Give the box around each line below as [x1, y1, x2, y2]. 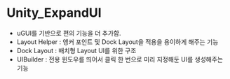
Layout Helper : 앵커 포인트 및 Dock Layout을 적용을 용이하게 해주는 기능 [16, 37, 219, 46]
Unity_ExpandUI [6, 5, 102, 21]
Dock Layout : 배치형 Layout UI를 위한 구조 [16, 46, 137, 55]
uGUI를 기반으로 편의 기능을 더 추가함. [16, 29, 121, 37]
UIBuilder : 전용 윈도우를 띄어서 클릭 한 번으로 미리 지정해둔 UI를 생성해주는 [16, 55, 224, 64]
